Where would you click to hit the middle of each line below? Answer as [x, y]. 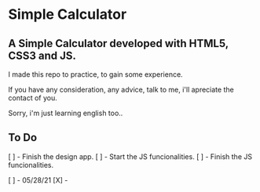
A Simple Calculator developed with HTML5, [119, 43]
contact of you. [33, 98]
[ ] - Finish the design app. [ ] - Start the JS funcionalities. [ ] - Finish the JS [130, 156]
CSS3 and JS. [42, 55]
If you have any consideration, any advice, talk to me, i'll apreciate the [121, 89]
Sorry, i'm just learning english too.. [66, 113]
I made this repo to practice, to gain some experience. [95, 74]
